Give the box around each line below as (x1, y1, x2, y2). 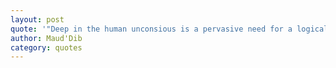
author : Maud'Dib (10, 33, 83, 43)
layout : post (10, 14, 65, 25)
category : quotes (10, 42, 83, 53)
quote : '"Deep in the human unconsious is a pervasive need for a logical (10, 24, 329, 34)
